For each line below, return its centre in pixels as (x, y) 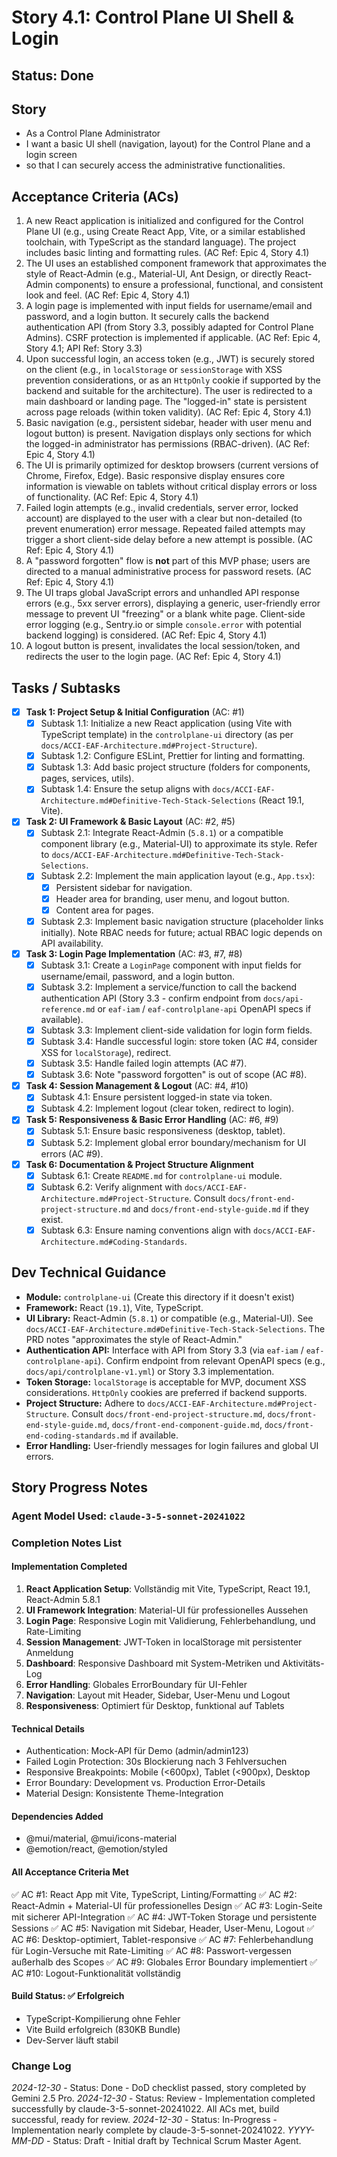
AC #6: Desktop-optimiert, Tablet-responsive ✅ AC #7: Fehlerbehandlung (162, 1939)
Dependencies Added (57, 1816)
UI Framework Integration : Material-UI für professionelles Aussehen (167, 1610)
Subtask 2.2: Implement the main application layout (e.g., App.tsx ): (178, 876)
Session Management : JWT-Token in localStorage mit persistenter (164, 1642)
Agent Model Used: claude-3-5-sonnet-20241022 (128, 1516)
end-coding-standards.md (77, 1436)
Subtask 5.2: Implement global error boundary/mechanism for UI (173, 1142)
